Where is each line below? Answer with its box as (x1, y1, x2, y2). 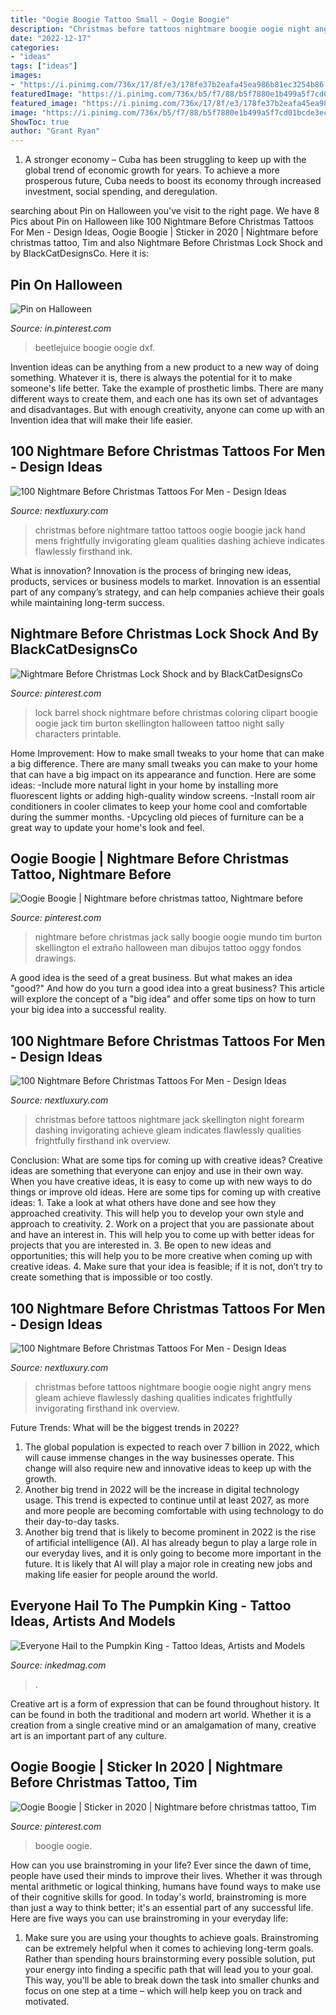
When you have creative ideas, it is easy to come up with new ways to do (10, 1176, 313, 1188)
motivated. (24, 1995, 70, 2007)
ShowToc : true (10, 117, 70, 127)
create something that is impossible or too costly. (10, 1271, 213, 1283)
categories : (10, 42, 60, 53)
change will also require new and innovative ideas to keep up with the (24, 1462, 312, 1474)
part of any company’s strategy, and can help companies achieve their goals (10, 586, 325, 598)
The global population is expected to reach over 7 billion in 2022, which (24, 1441, 320, 1453)
